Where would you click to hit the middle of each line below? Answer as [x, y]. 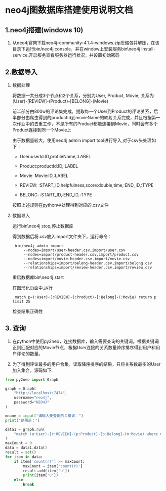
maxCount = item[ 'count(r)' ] [53, 466]
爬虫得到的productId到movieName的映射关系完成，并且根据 [91, 117]
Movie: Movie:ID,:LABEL [44, 176]
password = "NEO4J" [32, 402]
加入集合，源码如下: [32, 370]
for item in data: [24, 457]
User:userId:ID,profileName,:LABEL [55, 156]
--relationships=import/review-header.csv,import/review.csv [88, 268]
